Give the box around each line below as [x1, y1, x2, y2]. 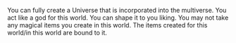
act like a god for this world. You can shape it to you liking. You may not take [7, 13, 229, 22]
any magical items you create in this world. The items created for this [7, 21, 208, 29]
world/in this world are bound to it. [7, 28, 108, 37]
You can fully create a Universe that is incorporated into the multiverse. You [7, 6, 227, 14]
